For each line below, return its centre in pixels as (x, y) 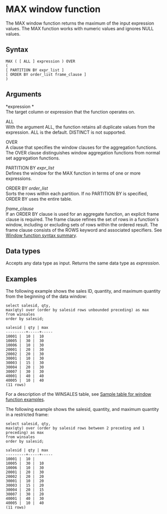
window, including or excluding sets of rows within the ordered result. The (82, 224)
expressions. (19, 178)
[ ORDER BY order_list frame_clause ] (46, 74)
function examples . (25, 400)
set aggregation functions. (33, 158)
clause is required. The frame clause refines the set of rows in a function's (82, 219)
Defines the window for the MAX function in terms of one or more (73, 173)
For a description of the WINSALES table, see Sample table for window (78, 394)
